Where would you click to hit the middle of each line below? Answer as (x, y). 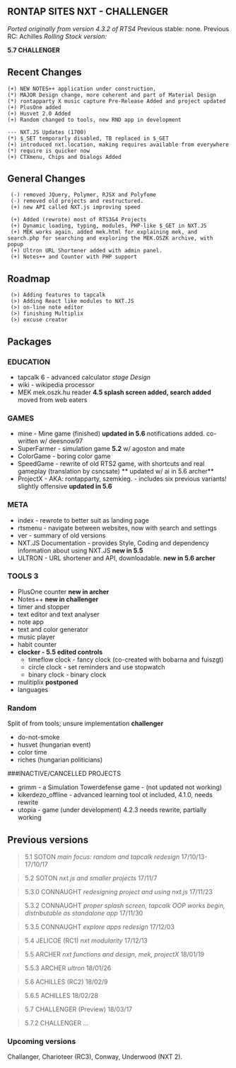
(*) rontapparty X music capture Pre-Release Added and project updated (117, 101)
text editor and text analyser (59, 614)
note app (31, 622)
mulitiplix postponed (48, 682)
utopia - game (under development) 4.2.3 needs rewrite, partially (112, 810)
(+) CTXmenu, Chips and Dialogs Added (64, 157)
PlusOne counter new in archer (63, 591)
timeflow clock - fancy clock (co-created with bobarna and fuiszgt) (126, 660)
